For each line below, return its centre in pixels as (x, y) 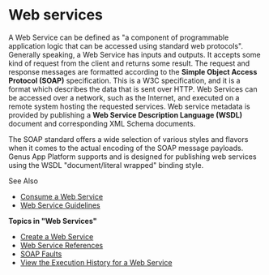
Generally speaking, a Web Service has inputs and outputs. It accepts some (134, 54)
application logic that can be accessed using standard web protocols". (126, 45)
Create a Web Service (57, 236)
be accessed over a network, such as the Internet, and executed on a (124, 97)
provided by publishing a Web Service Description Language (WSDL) (126, 114)
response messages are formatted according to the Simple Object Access (133, 71)
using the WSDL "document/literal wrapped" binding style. (106, 165)
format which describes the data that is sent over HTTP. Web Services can (133, 89)
